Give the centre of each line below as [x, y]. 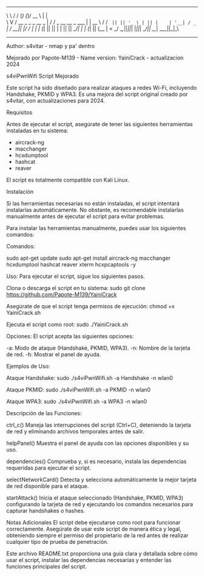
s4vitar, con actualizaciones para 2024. [56, 100]
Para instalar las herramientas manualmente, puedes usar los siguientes [96, 228]
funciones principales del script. [46, 566]
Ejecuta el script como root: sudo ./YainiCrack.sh [67, 324]
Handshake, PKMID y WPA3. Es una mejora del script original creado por [97, 94]
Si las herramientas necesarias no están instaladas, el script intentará [93, 203]
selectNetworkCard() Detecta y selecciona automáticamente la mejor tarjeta [101, 479]
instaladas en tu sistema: [37, 130]
